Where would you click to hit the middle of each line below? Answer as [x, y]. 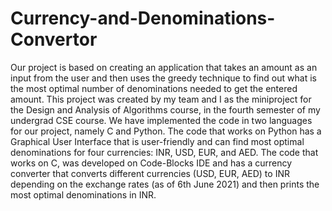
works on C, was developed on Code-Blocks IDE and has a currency [151, 163]
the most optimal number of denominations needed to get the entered [154, 88]
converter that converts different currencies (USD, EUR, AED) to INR [150, 173]
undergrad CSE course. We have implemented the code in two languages [161, 120]
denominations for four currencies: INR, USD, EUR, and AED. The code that [164, 152]
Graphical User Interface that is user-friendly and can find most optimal [157, 141]
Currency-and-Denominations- [143, 18]
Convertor [54, 39]
